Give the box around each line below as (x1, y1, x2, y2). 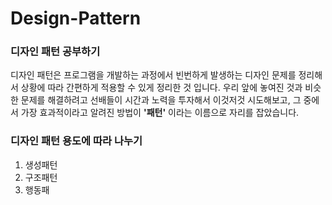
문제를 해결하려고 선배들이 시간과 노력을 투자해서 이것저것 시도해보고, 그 (20, 94, 302, 106)
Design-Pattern (10, 7, 142, 30)
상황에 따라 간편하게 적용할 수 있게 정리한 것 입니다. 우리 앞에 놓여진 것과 (20, 82, 303, 94)
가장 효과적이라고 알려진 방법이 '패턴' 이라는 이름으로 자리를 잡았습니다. (20, 107, 300, 119)
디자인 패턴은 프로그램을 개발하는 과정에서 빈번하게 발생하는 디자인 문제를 (10, 69, 297, 81)
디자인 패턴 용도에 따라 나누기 (10, 134, 143, 148)
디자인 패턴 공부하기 (10, 45, 101, 59)
